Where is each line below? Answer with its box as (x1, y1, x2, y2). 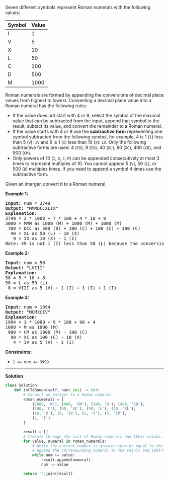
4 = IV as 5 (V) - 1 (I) (13, 340, 74, 345)
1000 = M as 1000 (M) (5, 325, 59, 330)
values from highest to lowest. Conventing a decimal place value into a (5, 98, 152, 103)
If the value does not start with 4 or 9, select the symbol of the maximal (12, 113, 160, 118)
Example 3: (5, 294, 29, 300)
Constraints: (5, 349, 32, 355)
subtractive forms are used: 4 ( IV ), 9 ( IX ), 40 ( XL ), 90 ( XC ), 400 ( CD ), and (12, 144, 161, 150)
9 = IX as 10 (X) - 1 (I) (13, 236, 77, 241)
